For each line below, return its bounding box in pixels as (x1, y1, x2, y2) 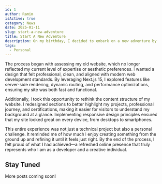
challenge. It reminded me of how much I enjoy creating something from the (5, 131, 156, 137)
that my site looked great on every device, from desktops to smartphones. (5, 117, 153, 123)
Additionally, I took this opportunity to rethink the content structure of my (5, 96, 150, 102)
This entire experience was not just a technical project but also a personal (5, 126, 152, 132)
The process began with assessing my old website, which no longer (5, 61, 140, 67)
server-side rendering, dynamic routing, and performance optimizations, (5, 81, 149, 87)
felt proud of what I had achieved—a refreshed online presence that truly (5, 141, 150, 147)
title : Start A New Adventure (5, 34, 66, 39)
